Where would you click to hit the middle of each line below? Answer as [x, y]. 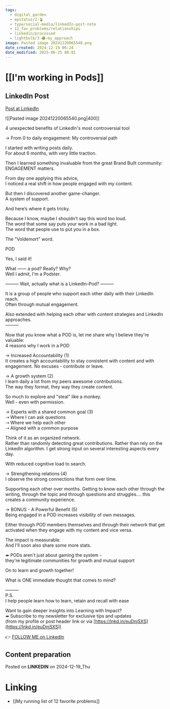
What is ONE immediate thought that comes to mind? [60, 580]
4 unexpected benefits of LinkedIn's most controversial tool [67, 128]
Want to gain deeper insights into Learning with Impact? [63, 610]
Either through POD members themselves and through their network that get [85, 524]
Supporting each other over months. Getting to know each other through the [85, 489]
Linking [21, 687]
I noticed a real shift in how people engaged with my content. [69, 184]
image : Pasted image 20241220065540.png [49, 43]
